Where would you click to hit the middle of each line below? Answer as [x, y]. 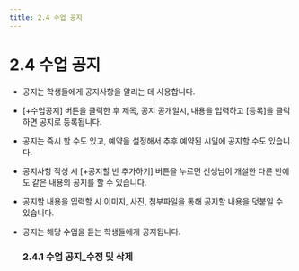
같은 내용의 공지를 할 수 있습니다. [89, 182]
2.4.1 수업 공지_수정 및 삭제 [77, 257]
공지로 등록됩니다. [70, 121]
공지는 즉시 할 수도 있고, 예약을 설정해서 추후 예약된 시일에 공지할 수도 [144, 141]
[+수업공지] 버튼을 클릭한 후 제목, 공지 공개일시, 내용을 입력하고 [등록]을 [148, 110]
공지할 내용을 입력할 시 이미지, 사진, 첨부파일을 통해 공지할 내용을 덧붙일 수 [153, 201]
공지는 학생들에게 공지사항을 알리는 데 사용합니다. [109, 92]
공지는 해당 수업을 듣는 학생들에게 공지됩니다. [101, 232]
